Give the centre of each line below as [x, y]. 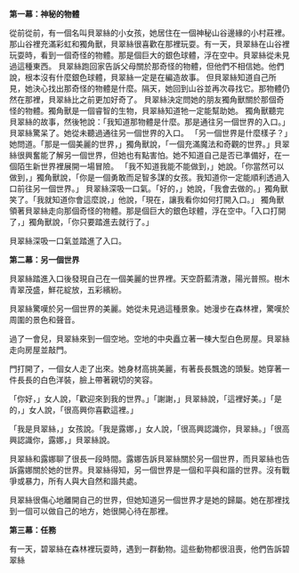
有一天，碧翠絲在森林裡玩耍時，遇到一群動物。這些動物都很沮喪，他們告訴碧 [149, 549]
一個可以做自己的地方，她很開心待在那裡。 [95, 511]
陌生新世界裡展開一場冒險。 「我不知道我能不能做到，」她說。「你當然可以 [150, 166]
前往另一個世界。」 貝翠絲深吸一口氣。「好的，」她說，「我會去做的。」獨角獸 [152, 189]
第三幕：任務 [32, 530]
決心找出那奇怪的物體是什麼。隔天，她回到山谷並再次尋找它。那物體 [157, 89]
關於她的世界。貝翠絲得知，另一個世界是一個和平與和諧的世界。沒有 [157, 470]
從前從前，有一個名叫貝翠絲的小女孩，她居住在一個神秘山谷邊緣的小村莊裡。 [149, 33]
